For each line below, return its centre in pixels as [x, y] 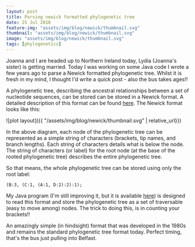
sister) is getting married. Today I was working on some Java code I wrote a [97, 67]
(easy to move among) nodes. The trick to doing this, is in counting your [93, 208]
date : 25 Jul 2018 [28, 22]
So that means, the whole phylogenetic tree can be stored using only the [94, 168]
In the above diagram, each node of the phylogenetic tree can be [84, 131]
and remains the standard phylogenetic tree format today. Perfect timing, [94, 232]
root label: [18, 174]
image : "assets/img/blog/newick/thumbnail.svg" [65, 39]
